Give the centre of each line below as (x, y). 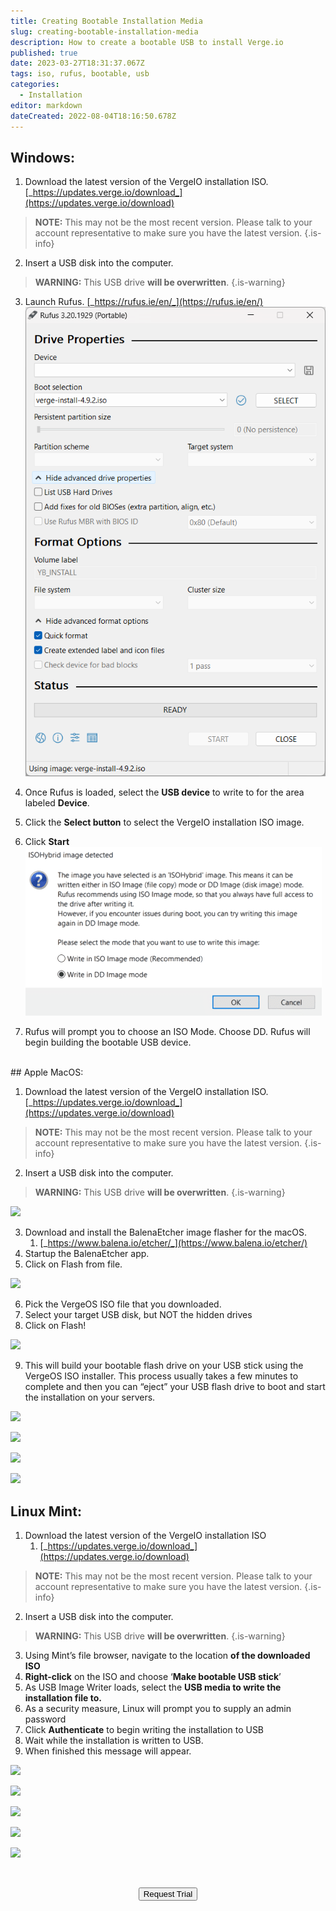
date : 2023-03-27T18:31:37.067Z (77, 63)
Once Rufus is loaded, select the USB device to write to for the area (164, 792)
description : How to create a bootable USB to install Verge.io (147, 42)
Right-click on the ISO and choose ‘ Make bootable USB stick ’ (153, 1677)
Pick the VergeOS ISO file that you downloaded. (123, 1304)
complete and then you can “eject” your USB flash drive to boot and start (175, 1387)
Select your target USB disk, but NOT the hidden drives (138, 1315)
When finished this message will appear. (108, 1751)
